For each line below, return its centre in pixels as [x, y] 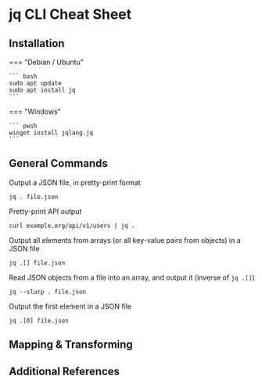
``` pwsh [23, 126]
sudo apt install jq [43, 90]
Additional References [65, 371]
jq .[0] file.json [39, 320]
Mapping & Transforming [71, 345]
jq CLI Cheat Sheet [70, 14]
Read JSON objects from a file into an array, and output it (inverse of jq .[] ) [132, 277]
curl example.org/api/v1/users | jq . [72, 226]
